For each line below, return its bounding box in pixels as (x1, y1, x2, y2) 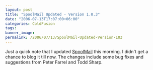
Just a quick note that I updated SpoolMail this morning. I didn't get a (5, 48, 148, 55)
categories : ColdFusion (5, 21, 55, 26)
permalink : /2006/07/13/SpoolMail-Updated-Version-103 (5, 35, 123, 40)
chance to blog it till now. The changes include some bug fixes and (5, 54, 144, 60)
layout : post (5, 7, 33, 12)
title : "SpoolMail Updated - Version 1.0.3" (5, 12, 100, 17)
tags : (5, 26, 17, 31)
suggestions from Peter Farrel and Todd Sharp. (5, 59, 103, 65)
